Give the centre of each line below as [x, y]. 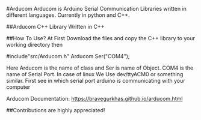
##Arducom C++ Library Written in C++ [55, 27]
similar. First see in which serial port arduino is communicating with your [96, 81]
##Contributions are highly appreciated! [56, 110]
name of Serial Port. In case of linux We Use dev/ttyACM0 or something [95, 74]
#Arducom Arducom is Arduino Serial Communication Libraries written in [96, 9]
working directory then [35, 45]
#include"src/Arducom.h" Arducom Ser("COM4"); [68, 56]
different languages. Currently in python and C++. [68, 15]
